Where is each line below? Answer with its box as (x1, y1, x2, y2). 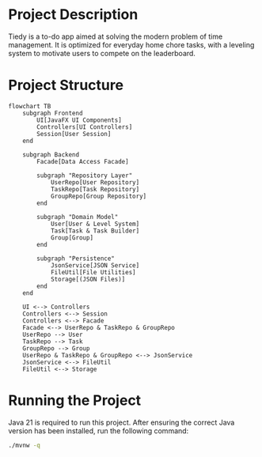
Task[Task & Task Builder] (50, 227, 140, 235)
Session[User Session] (36, 130, 112, 138)
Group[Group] (50, 233, 93, 242)
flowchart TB (8, 102, 51, 110)
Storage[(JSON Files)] (50, 275, 126, 283)
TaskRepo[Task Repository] (50, 185, 140, 193)
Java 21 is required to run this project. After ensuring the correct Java (8, 417, 235, 427)
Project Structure (8, 77, 124, 94)
